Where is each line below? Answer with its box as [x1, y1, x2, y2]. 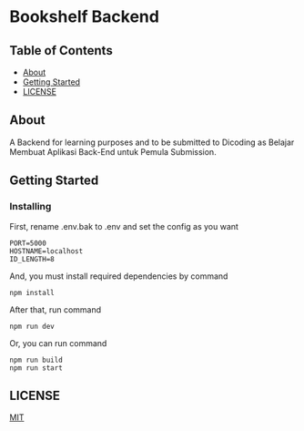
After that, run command [9, 303, 102, 315]
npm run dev [9, 322, 55, 331]
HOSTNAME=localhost [9, 246, 84, 256]
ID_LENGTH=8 [9, 254, 55, 263]
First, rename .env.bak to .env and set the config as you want [9, 221, 239, 231]
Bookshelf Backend [9, 6, 159, 27]
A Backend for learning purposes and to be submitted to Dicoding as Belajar [9, 137, 295, 148]
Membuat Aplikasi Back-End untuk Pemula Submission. [9, 146, 217, 157]
